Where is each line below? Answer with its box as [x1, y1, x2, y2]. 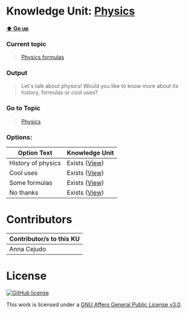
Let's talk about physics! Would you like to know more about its [21, 82, 178, 90]
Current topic [6, 39, 47, 48]
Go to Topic [6, 104, 41, 113]
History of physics [9, 159, 62, 167]
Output [6, 68, 28, 77]
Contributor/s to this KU [9, 235, 80, 243]
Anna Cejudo [9, 244, 47, 253]
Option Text [18, 149, 53, 157]
